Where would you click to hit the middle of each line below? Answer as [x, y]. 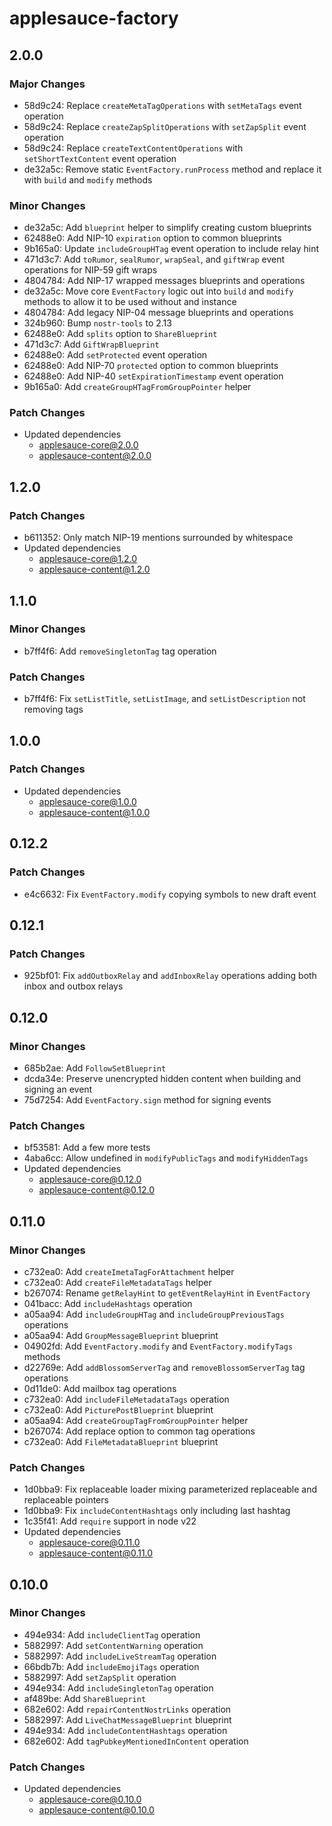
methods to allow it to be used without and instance [130, 302]
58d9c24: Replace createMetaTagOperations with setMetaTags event [162, 105]
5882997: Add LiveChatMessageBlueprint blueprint [127, 1719]
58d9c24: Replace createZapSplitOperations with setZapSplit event [165, 126]
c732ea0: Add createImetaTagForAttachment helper [129, 1271]
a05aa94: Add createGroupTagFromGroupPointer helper [136, 1420]
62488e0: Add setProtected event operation [115, 355]
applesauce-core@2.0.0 [88, 445]
